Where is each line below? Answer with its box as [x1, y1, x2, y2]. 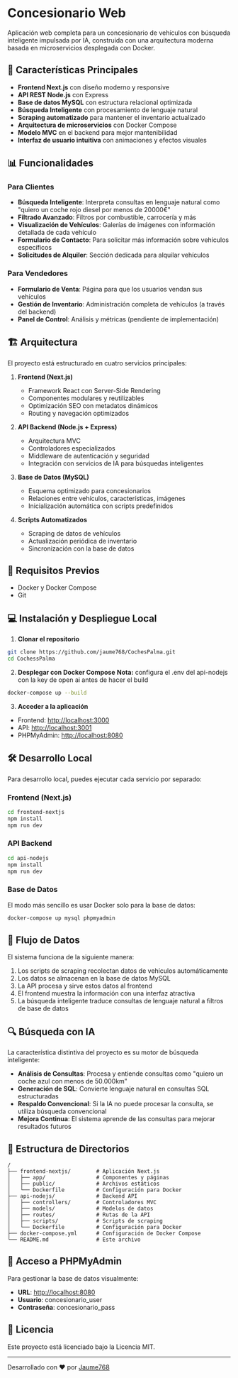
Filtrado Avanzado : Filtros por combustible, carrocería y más [17, 213, 197, 221]
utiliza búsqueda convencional [17, 1107, 107, 1115]
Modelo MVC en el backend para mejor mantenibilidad [17, 128, 178, 136]
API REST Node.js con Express [17, 90, 108, 99]
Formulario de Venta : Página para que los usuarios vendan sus [17, 285, 203, 293]
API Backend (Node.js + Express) [17, 422, 118, 431]
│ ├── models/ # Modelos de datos [7, 1205, 154, 1213]
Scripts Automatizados [17, 515, 87, 524]
